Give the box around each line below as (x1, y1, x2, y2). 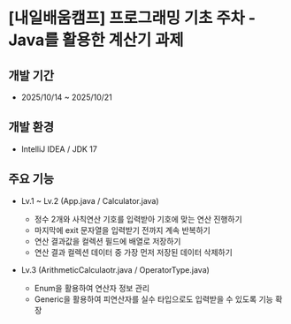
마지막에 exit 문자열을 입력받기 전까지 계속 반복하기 (34, 224, 211, 235)
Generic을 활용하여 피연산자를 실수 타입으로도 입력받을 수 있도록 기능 (34, 293, 273, 305)
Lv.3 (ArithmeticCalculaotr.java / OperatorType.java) (20, 264, 210, 275)
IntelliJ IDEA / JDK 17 (20, 143, 98, 154)
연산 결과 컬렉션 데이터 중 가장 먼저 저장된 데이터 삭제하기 (34, 246, 234, 257)
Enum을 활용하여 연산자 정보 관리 (34, 283, 150, 293)
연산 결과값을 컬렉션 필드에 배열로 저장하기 (34, 236, 182, 246)
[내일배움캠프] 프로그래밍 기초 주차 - (8, 8, 257, 28)
